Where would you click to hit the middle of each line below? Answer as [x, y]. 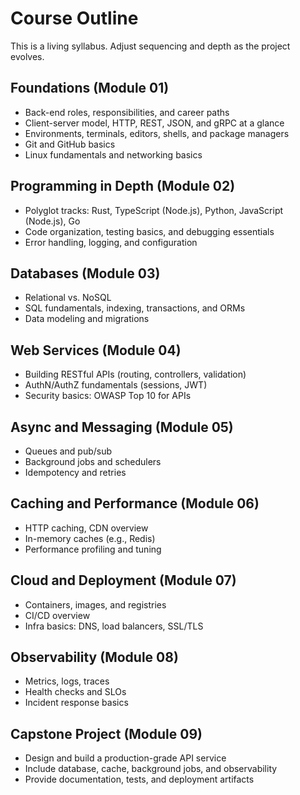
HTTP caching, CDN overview [86, 528]
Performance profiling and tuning [93, 549]
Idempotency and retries [75, 472]
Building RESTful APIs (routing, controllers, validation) [135, 374]
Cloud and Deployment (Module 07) [123, 580]
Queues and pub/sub [68, 451]
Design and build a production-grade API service [125, 758]
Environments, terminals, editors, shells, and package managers [157, 133]
